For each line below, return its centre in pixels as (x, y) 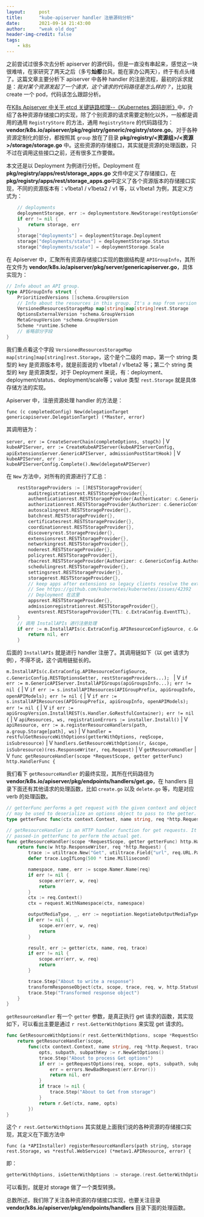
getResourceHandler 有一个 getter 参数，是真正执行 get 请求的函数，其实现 (100, 1016)
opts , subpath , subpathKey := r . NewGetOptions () (101, 1052)
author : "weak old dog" (42, 29)
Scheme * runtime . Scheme (47, 326)
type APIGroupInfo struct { (42, 292)
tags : (13, 40)
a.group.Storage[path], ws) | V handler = (59, 731)
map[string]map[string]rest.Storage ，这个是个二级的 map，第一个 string (99, 357)
